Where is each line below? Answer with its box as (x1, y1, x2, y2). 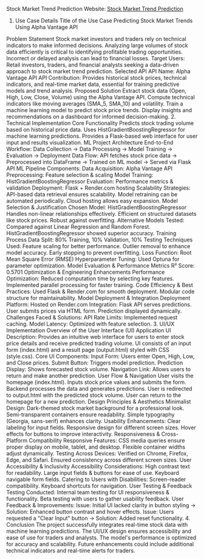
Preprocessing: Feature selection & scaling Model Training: (6, 171, 154, 179)
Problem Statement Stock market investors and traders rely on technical (6, 35, 186, 42)
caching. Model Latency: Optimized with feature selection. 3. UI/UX (6, 320, 175, 327)
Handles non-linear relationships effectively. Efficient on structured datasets (6, 210, 197, 217)
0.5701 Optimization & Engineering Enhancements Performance (6, 268, 165, 276)
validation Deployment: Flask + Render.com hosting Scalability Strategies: (6, 184, 191, 191)
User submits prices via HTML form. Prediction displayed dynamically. (6, 307, 182, 315)
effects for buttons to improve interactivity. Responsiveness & (6, 430, 160, 438)
